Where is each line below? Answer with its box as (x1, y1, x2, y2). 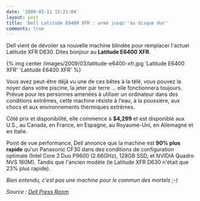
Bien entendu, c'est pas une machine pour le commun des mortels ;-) (6, 176, 178, 184)
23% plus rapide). (6, 165, 51, 172)
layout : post (6, 14, 39, 20)
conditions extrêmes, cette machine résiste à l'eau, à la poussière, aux (6, 97, 180, 104)
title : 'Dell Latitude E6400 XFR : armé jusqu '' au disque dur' (6, 20, 168, 26)
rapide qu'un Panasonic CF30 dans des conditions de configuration (6, 146, 174, 153)
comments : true (6, 25, 44, 32)
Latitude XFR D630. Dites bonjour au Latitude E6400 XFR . (6, 49, 151, 56)
